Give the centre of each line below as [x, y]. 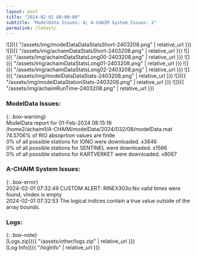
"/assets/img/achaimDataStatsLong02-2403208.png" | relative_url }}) [98, 70]
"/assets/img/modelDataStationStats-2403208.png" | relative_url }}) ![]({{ [95, 82]
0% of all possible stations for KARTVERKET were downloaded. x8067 [91, 154]
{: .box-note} [22, 235]
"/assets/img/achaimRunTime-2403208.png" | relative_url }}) [80, 88]
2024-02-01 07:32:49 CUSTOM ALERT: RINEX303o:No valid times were [93, 188]
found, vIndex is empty [34, 194]
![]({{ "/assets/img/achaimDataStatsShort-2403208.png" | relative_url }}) [94, 51]
